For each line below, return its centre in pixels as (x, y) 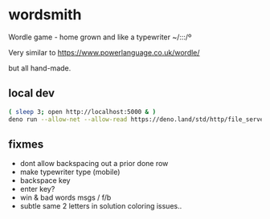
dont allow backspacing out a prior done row (94, 164)
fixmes (26, 144)
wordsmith (45, 15)
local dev (31, 93)
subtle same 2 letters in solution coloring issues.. (101, 206)
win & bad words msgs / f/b (65, 197)
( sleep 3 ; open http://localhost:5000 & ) (82, 112)
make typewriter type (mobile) (70, 172)
